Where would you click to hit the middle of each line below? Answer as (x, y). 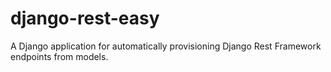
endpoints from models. (59, 56)
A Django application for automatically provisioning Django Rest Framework (166, 46)
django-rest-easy (85, 18)
